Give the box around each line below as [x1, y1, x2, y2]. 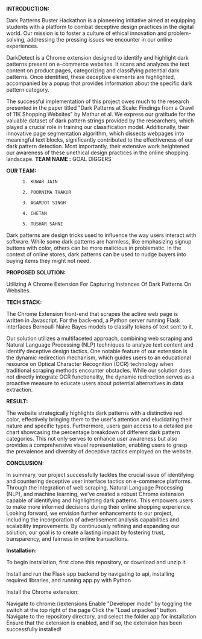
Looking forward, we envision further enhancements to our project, [6, 509, 173, 517]
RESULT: [6, 398, 28, 404]
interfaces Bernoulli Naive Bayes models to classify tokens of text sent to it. [6, 323, 194, 330]
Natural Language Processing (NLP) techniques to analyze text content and [6, 341, 194, 348]
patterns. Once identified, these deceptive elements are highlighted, [6, 74, 175, 80]
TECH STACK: [6, 298, 42, 306]
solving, [6, 36, 26, 43]
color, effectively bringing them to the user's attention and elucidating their [6, 416, 192, 423]
